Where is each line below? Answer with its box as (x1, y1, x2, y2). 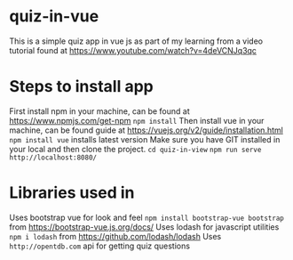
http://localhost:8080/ (9, 153, 98, 162)
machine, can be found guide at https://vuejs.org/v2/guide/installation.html (9, 125, 284, 135)
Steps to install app (9, 77, 154, 97)
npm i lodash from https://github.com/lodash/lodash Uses (9, 231, 222, 241)
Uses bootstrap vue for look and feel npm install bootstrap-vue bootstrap (9, 212, 284, 223)
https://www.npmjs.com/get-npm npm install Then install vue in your (9, 115, 265, 126)
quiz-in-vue (9, 6, 99, 27)
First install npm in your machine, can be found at (9, 105, 190, 117)
